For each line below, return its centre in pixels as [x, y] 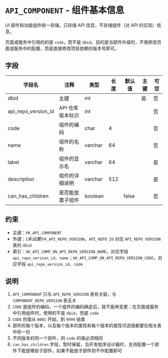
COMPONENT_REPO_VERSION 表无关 [44, 301]
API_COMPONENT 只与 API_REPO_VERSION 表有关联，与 [64, 294]
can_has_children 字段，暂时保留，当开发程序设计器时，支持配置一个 [83, 344]
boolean [94, 196]
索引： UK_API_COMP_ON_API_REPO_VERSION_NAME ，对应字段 [70, 251]
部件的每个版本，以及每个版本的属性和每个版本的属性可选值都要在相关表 [87, 326]
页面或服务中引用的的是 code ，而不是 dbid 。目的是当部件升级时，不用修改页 [83, 42]
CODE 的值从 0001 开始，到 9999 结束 [49, 319]
